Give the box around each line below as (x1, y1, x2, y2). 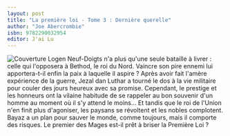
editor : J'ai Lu (7, 36, 54, 43)
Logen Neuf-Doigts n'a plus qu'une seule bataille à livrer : (48, 55, 212, 63)
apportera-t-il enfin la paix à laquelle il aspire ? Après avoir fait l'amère (7, 70, 207, 78)
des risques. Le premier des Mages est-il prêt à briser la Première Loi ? (7, 121, 209, 129)
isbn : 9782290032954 (7, 29, 67, 37)
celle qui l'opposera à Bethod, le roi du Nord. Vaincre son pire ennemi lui (7, 62, 213, 70)
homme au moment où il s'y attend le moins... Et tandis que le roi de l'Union (7, 99, 222, 107)
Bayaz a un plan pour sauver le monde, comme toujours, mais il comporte (7, 113, 217, 122)
